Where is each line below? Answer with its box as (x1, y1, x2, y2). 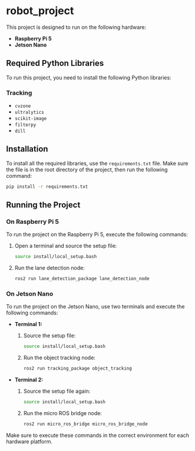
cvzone (14, 103, 31, 110)
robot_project (6, 4, 74, 18)
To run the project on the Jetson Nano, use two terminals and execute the (6, 303, 185, 310)
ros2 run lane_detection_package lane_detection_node (14, 276, 150, 282)
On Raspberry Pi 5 (6, 218, 59, 226)
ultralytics (14, 110, 44, 115)
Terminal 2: (14, 376, 44, 383)
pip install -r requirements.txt (6, 184, 88, 190)
